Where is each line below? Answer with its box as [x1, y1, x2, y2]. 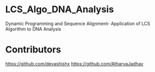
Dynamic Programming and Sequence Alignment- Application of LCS [5, 20, 150, 27]
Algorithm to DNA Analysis [5, 26, 61, 32]
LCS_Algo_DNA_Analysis [5, 4, 114, 15]
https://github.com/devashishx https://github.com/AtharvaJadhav [5, 60, 144, 67]
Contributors [5, 44, 61, 56]
